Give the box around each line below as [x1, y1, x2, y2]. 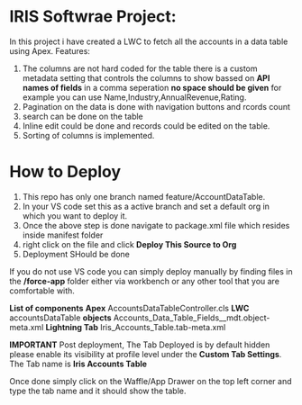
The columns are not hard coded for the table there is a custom [22, 63, 258, 74]
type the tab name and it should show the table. [9, 385, 187, 396]
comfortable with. [9, 285, 75, 296]
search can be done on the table [22, 111, 144, 121]
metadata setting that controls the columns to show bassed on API [22, 72, 270, 83]
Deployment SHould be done [22, 248, 131, 259]
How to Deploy [9, 162, 122, 182]
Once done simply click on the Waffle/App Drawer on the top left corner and [9, 375, 292, 386]
